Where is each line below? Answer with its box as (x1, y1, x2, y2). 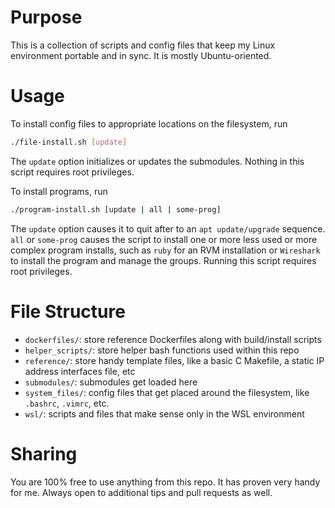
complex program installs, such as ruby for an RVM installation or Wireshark (10, 244, 321, 256)
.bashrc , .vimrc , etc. (24, 397, 110, 409)
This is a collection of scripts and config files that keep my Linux (10, 39, 276, 51)
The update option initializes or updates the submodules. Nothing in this (10, 155, 305, 167)
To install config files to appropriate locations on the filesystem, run (10, 117, 288, 130)
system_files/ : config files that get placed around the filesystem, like (24, 386, 310, 398)
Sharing (10, 442, 78, 465)
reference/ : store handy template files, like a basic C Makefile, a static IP (24, 354, 325, 366)
